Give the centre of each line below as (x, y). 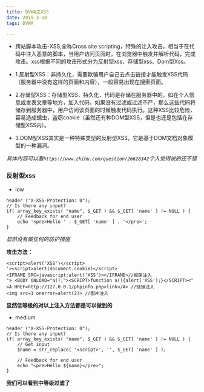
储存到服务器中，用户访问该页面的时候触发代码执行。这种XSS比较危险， (105, 110)
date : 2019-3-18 (27, 18)
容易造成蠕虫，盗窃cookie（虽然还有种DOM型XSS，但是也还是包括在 (101, 118)
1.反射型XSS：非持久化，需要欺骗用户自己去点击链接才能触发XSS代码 (102, 75)
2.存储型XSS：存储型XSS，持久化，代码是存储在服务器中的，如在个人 (102, 95)
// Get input (34, 344)
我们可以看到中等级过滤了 (38, 383)
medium (25, 317)
